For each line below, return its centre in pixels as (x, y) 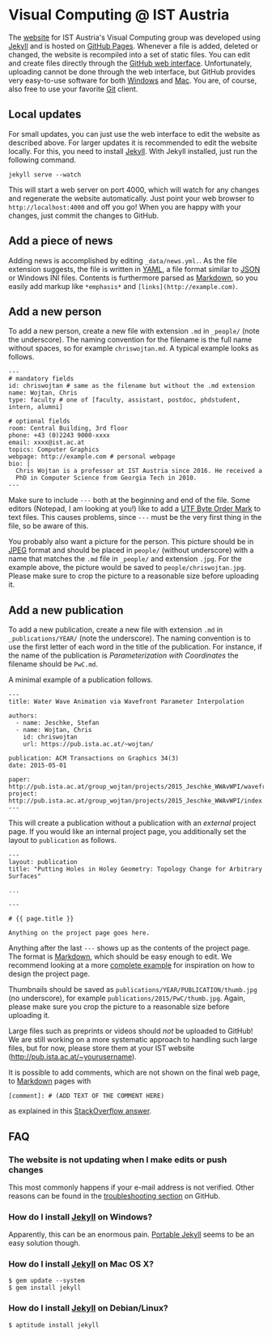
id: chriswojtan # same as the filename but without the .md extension (132, 386)
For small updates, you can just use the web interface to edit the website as (134, 134)
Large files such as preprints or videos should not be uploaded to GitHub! (131, 1031)
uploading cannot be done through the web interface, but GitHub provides (132, 71)
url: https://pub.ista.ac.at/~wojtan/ (88, 744)
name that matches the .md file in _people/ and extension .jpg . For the (125, 559)
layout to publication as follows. (63, 841)
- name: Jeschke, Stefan (57, 723)
